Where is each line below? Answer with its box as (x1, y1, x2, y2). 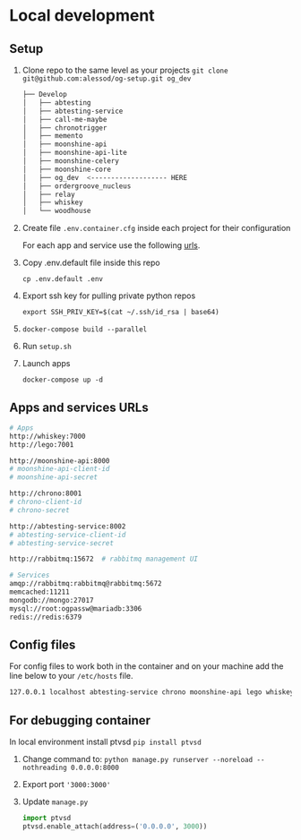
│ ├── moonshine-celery (21, 157, 119, 166)
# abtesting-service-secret (9, 538, 115, 547)
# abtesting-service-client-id (9, 530, 126, 539)
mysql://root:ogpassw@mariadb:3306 (9, 604, 142, 613)
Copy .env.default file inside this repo (21, 257, 160, 269)
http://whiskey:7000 (9, 432, 87, 441)
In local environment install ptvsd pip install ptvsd (9, 736, 202, 748)
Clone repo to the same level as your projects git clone (21, 64, 228, 75)
